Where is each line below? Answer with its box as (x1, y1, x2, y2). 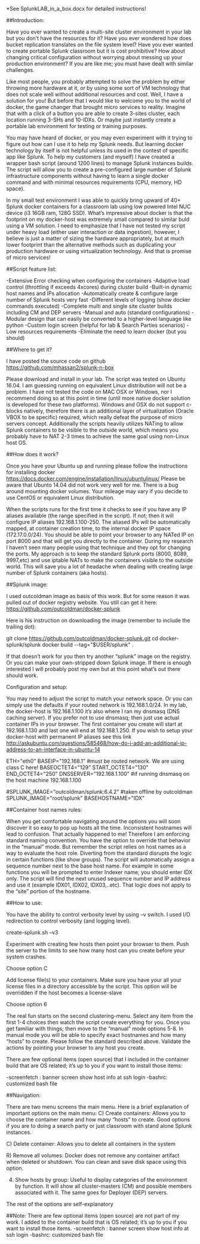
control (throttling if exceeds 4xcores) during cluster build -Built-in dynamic (6, 284, 192, 290)
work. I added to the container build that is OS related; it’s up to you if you (6, 1218, 187, 1225)
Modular (6, 315, 27, 322)
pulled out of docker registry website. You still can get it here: (6, 599, 158, 606)
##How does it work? (6, 451, 59, 457)
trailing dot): (6, 623, 36, 630)
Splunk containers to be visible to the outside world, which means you (6, 426, 179, 433)
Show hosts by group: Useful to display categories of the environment (14, 1176, 187, 1183)
